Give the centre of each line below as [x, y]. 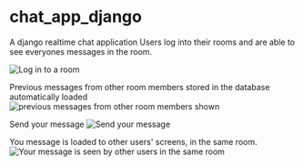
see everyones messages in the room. [81, 51]
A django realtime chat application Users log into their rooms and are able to [152, 42]
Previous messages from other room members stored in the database [140, 87]
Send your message [47, 124]
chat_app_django [76, 17]
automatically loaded [49, 97]
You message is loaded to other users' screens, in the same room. [133, 141]
